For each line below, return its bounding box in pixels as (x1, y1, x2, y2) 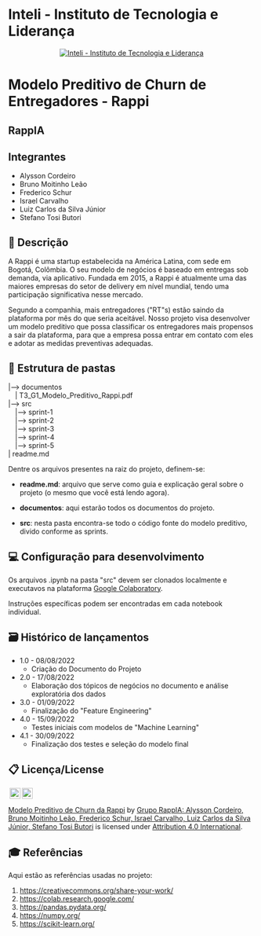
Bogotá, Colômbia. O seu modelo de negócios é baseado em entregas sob (8, 265, 249, 274)
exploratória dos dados (31, 689, 107, 699)
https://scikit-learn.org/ (19, 919, 96, 929)
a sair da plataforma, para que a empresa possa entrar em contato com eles (8, 330, 253, 340)
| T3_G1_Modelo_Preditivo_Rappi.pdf (15, 391, 133, 400)
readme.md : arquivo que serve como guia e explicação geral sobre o (19, 479, 245, 489)
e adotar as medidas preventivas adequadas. (8, 339, 154, 348)
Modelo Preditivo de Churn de (8, 76, 207, 94)
